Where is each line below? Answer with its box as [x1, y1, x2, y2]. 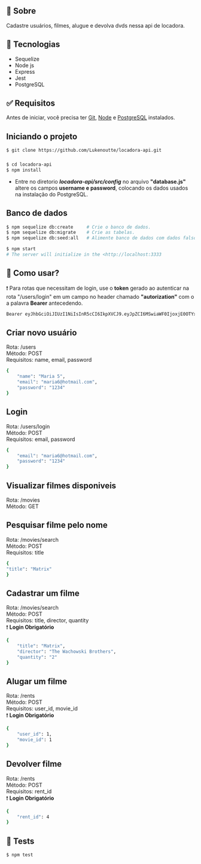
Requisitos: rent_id [6, 787, 52, 795]
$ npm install [6, 167, 42, 173]
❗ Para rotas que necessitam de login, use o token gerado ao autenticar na [6, 284, 190, 292]
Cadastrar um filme [6, 588, 80, 598]
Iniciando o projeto [6, 131, 78, 142]
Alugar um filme [6, 676, 68, 686]
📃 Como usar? [6, 268, 60, 278]
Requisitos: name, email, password [6, 356, 92, 364]
